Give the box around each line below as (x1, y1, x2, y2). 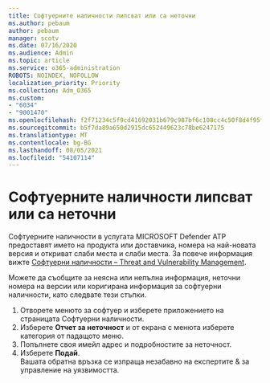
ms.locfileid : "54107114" (8, 153, 95, 161)
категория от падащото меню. (19, 331, 125, 341)
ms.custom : (8, 94, 45, 102)
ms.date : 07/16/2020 (8, 42, 78, 50)
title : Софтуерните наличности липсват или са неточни (8, 11, 196, 20)
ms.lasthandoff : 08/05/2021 (8, 146, 103, 154)
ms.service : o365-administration (8, 64, 121, 72)
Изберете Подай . (19, 348, 80, 358)
